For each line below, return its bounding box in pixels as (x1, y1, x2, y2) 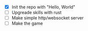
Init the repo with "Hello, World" (11, 4, 76, 10)
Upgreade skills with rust (11, 10, 62, 15)
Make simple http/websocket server (11, 15, 84, 21)
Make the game (11, 20, 43, 26)
